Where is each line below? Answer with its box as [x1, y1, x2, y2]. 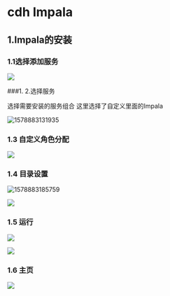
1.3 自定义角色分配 [7, 134, 70, 144]
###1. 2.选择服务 [7, 87, 55, 95]
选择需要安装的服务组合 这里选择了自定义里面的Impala [7, 101, 163, 110]
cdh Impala [7, 4, 73, 20]
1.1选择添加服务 [7, 57, 59, 66]
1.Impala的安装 [7, 34, 72, 45]
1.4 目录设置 [7, 169, 48, 179]
